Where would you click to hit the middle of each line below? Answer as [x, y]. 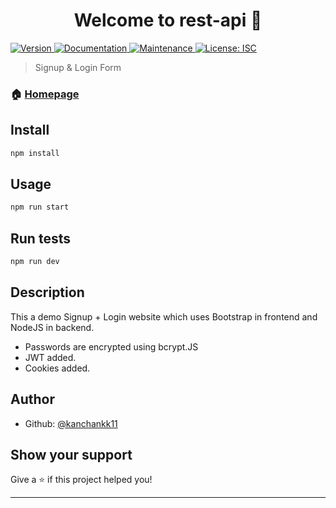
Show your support [71, 454]
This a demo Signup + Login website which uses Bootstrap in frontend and [164, 316]
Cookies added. [57, 368]
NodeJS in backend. [52, 327]
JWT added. [50, 357]
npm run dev [35, 262]
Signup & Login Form [78, 67]
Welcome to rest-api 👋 [168, 20]
